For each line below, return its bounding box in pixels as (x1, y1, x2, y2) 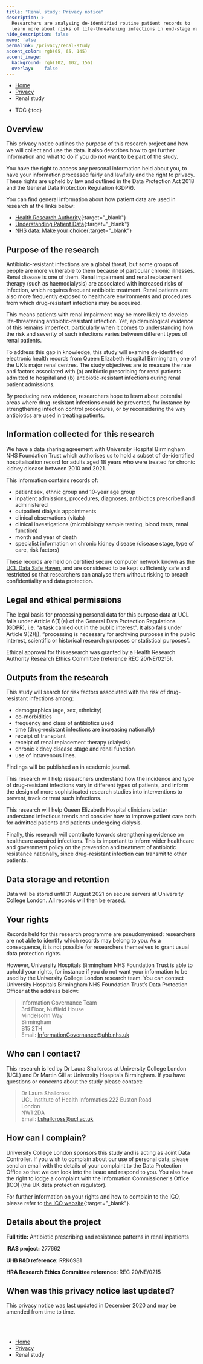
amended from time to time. (6, 1308, 76, 1316)
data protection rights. (6, 950, 62, 957)
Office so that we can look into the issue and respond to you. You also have (6, 1168, 194, 1175)
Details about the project (6, 1217, 101, 1228)
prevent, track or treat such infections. (6, 795, 101, 802)
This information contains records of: (6, 476, 98, 484)
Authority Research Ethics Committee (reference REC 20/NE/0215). (6, 655, 173, 662)
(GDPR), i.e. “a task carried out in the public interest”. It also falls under (6, 624, 182, 631)
